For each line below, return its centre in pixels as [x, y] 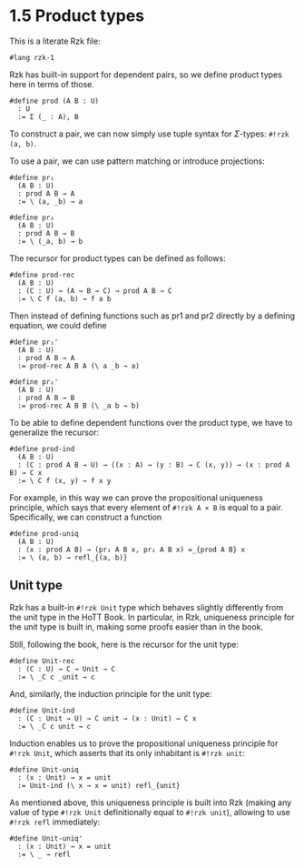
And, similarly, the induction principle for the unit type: [111, 693]
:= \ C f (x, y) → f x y [64, 480]
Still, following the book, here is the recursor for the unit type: [124, 644]
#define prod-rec [42, 275]
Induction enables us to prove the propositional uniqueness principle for [144, 743]
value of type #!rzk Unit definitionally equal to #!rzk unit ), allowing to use [150, 812]
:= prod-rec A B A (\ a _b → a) [79, 366]
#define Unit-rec [42, 661]
